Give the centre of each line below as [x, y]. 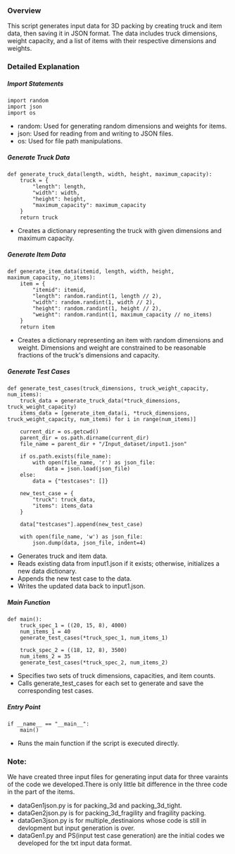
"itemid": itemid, [59, 290]
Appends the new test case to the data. [75, 579]
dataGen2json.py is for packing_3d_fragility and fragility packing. [112, 813]
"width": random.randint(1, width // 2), [94, 302]
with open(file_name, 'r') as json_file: [94, 463]
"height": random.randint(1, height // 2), [97, 309]
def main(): [25, 619]
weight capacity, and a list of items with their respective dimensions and [112, 41]
